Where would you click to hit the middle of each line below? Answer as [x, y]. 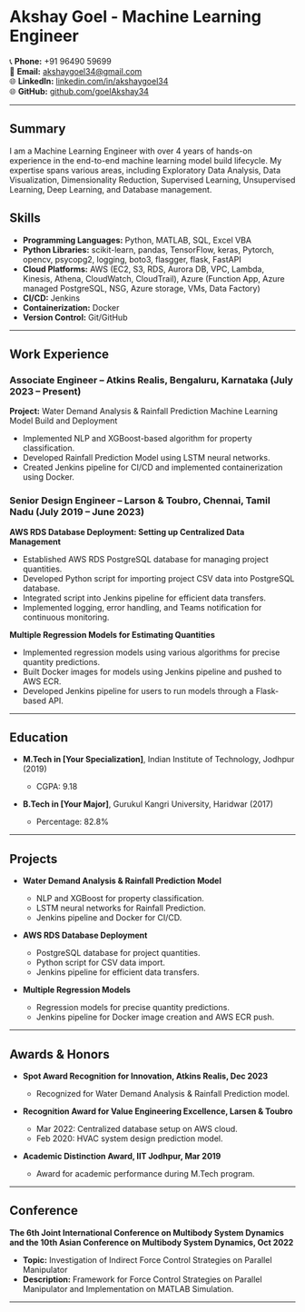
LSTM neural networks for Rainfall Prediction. [121, 908]
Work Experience [59, 354]
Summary [38, 129]
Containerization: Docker [71, 307]
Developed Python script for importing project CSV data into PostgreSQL [158, 578]
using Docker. [49, 477]
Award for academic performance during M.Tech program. [146, 1173]
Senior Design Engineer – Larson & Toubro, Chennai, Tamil [140, 501]
